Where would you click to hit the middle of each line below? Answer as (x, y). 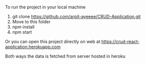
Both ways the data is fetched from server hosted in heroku (65, 56)
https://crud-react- (121, 42)
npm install (23, 27)
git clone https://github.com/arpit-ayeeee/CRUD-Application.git (76, 16)
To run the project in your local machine (45, 7)
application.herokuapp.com (33, 47)
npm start (22, 32)
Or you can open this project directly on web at (53, 42)
